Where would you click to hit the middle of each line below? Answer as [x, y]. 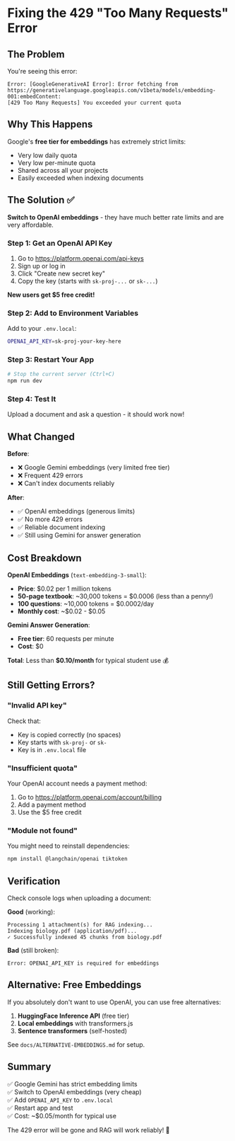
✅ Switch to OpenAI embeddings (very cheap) [75, 1091]
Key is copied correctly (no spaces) [69, 734]
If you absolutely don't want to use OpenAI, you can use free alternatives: [114, 1002]
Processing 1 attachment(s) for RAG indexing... [80, 925]
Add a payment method [52, 805]
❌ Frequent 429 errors [50, 475]
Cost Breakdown [45, 558]
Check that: [24, 721]
